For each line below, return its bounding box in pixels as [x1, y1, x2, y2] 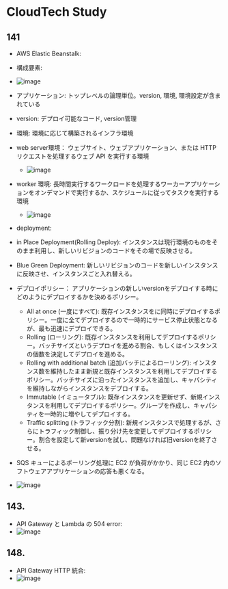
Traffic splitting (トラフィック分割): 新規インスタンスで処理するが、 [26, 419, 216, 426]
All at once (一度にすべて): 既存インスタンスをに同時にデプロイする [26, 307, 215, 315]
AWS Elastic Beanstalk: [16, 49, 81, 57]
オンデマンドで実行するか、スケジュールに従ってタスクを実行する [34, 189, 219, 196]
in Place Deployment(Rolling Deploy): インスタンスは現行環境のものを [16, 238, 212, 246]
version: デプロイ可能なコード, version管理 [16, 114, 137, 122]
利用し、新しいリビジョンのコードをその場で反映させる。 [34, 247, 196, 254]
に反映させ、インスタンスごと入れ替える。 [16, 270, 136, 278]
